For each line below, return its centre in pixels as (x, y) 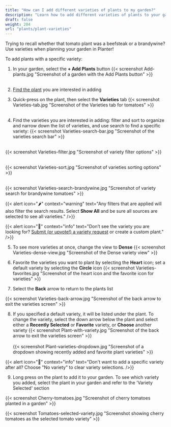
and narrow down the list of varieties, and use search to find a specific (87, 126)
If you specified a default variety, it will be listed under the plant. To (83, 314)
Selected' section (31, 388)
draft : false (19, 19)
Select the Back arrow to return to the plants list (63, 289)
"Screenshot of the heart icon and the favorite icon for (97, 274)
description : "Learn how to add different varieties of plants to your (83, 15)
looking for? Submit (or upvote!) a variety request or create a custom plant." (84, 232)
